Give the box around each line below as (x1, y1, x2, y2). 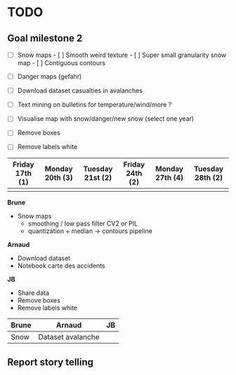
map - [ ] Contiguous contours (17, 59, 106, 67)
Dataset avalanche (38, 332, 100, 342)
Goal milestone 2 (7, 32, 83, 44)
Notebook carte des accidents (17, 261, 105, 270)
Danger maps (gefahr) (17, 72, 82, 81)
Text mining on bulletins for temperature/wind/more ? (17, 100, 172, 109)
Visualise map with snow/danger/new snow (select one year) (17, 114, 195, 123)
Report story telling (7, 356, 93, 368)
